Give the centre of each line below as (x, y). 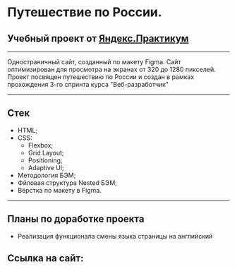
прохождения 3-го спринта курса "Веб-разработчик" (88, 84)
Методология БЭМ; (47, 175)
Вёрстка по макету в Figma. (60, 190)
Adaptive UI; (46, 167)
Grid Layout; (46, 153)
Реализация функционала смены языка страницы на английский (115, 236)
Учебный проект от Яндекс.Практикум (98, 38)
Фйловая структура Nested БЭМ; (67, 183)
